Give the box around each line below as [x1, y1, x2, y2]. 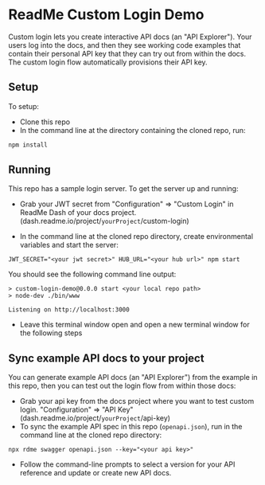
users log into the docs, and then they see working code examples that [8, 40, 241, 49]
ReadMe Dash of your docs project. [19, 208, 137, 217]
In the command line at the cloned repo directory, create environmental [19, 232, 253, 241]
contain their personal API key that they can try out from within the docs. [8, 49, 247, 58]
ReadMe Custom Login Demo [8, 6, 205, 24]
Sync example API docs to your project [8, 351, 205, 365]
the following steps [19, 328, 83, 338]
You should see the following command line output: [8, 269, 177, 280]
